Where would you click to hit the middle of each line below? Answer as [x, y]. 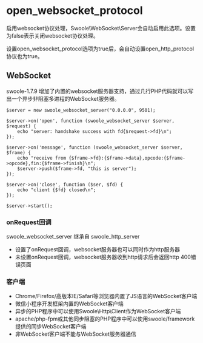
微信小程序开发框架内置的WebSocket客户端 [69, 304]
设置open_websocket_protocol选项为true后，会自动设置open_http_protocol [100, 49]
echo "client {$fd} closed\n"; [57, 190]
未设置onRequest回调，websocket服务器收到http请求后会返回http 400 [103, 257]
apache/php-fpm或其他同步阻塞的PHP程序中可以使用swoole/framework [105, 319]
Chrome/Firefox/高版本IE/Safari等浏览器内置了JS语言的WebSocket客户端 [106, 296]
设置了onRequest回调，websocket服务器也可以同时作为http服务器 [98, 250]
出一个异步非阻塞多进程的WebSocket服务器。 [63, 98]
